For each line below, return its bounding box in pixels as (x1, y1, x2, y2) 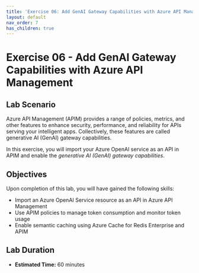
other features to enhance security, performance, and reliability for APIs (6, 122, 182, 129)
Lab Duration (6, 245, 55, 255)
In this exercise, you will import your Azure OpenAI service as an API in (6, 146, 179, 153)
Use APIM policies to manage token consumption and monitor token (14, 209, 181, 217)
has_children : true (6, 25, 54, 31)
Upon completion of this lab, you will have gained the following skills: (6, 185, 175, 192)
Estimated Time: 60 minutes (14, 261, 85, 268)
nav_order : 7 (6, 20, 38, 26)
